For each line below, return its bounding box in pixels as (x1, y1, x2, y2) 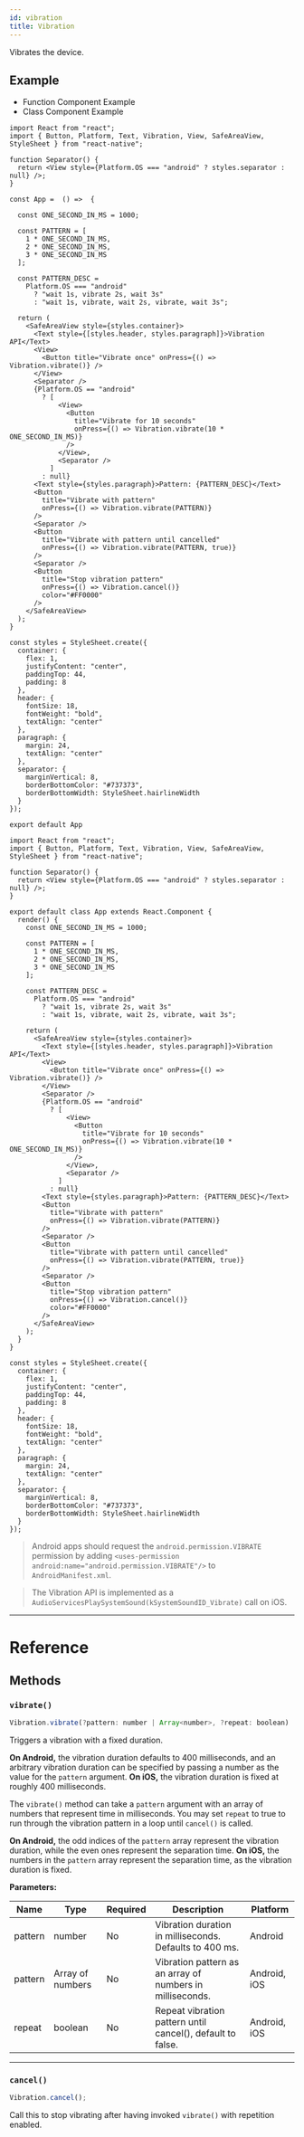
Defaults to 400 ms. (155, 1942, 240, 1954)
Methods (9, 1673, 62, 1688)
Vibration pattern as (155, 1956, 240, 1969)
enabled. (9, 2119, 43, 2131)
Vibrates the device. (9, 46, 84, 57)
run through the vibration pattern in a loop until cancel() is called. (9, 1818, 253, 1828)
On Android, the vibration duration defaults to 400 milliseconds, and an (9, 1752, 276, 1763)
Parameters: (9, 1882, 57, 1893)
